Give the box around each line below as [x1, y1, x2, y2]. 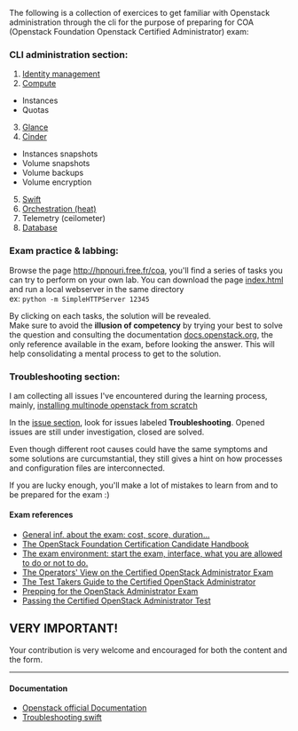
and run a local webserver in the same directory [9, 283, 184, 294]
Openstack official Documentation [21, 703, 147, 713]
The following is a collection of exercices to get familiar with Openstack [9, 8, 271, 18]
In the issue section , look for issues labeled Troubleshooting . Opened [9, 417, 265, 427]
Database [21, 222, 58, 234]
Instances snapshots [21, 148, 98, 159]
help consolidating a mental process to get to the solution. [9, 348, 222, 359]
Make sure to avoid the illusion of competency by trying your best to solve [9, 320, 284, 330]
